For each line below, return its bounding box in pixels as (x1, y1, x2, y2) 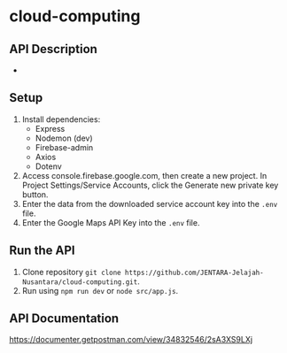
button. (21, 188, 49, 200)
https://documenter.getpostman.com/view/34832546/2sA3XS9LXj (9, 334, 253, 345)
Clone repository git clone (21, 266, 121, 277)
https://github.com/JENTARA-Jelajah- (124, 268, 264, 277)
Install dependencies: (21, 113, 101, 125)
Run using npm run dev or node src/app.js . (21, 285, 179, 295)
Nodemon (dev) (35, 133, 93, 143)
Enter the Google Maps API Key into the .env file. (21, 217, 200, 227)
